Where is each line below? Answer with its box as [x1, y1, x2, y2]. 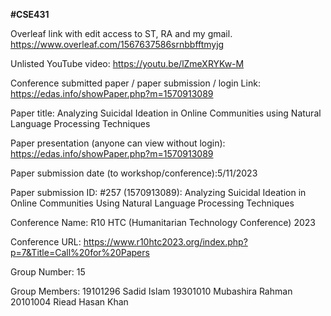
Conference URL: [10, 236, 82, 248]
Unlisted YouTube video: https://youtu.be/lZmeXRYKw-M [10, 58, 245, 69]
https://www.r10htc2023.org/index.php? [83, 236, 248, 248]
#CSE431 [10, 9, 50, 20]
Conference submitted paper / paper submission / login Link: [10, 77, 261, 89]
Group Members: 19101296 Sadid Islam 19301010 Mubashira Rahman [10, 285, 293, 297]
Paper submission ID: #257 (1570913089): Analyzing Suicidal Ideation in [10, 187, 307, 198]
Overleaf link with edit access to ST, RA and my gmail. [10, 28, 233, 39]
